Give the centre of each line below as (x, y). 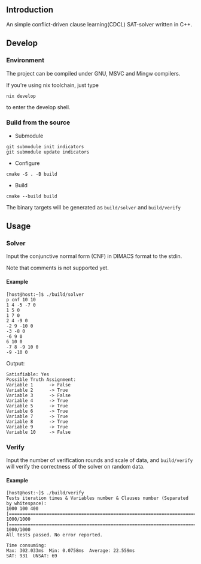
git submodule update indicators (48, 152)
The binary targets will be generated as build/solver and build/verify (94, 207)
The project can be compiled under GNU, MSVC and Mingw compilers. (93, 73)
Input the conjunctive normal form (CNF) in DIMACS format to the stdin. (94, 256)
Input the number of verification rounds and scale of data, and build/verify (100, 460)
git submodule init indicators (45, 146)
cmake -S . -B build (32, 174)
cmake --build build (32, 196)
